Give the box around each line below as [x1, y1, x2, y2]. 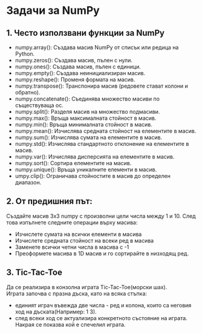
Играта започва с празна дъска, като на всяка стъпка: [6, 290, 147, 297]
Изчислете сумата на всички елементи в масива [15, 231, 142, 238]
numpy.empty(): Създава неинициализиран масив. [15, 70, 146, 76]
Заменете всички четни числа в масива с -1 [15, 243, 129, 250]
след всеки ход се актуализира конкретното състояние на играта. [15, 314, 187, 321]
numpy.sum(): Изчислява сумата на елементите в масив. [15, 134, 162, 141]
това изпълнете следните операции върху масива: [6, 218, 138, 226]
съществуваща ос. [15, 102, 64, 109]
